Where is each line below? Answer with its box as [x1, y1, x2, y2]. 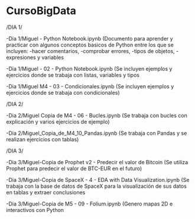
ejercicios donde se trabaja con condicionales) [6, 89, 120, 96]
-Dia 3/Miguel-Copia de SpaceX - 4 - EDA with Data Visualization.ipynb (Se [6, 176, 190, 183]
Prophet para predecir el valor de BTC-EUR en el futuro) [6, 165, 142, 172]
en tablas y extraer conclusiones [6, 188, 86, 195]
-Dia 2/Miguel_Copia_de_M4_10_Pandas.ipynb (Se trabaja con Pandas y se [6, 130, 187, 137]
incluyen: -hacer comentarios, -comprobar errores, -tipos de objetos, [6, 47, 175, 54]
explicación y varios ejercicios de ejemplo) [6, 118, 110, 125]
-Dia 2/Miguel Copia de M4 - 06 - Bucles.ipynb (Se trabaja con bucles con [6, 112, 187, 119]
